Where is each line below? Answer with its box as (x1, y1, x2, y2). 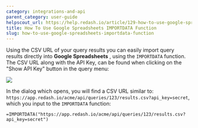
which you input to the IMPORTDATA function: (6, 100, 111, 107)
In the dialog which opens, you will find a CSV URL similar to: (6, 87, 154, 95)
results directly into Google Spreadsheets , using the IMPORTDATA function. (6, 53, 186, 60)
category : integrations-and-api (6, 8, 85, 15)
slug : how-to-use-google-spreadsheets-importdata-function (6, 31, 154, 36)
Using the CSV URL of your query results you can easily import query (6, 46, 175, 53)
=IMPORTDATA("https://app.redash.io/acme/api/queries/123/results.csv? (6, 112, 186, 117)
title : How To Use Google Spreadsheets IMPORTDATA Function (6, 25, 157, 31)
